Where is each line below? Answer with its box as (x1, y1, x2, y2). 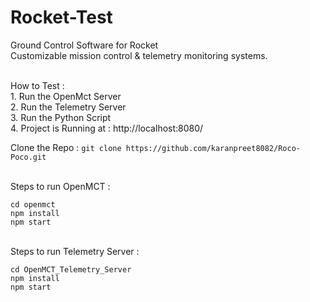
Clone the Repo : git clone (10, 141, 122, 153)
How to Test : (10, 79, 65, 91)
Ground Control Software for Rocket (10, 39, 159, 51)
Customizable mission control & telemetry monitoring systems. (10, 49, 268, 61)
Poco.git (10, 152, 47, 162)
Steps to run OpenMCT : (10, 180, 111, 192)
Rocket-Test (10, 6, 113, 29)
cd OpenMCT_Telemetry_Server (10, 264, 132, 275)
